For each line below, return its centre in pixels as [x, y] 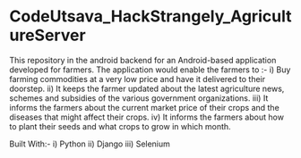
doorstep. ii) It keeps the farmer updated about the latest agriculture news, [147, 88]
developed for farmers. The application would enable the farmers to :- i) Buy [150, 70]
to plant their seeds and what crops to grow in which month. [120, 126]
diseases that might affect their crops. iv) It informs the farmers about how [147, 117]
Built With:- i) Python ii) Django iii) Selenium [90, 144]
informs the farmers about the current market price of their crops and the [144, 107]
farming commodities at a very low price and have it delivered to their [138, 79]
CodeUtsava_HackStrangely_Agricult [150, 17]
